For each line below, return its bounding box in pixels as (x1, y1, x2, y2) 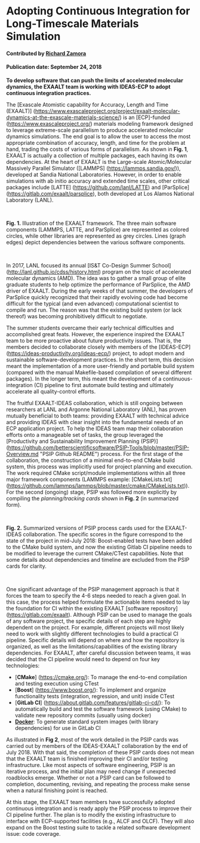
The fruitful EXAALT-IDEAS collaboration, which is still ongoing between (6, 399, 183, 406)
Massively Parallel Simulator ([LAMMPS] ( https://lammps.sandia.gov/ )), (6, 165, 181, 172)
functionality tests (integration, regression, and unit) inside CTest (14, 692, 175, 699)
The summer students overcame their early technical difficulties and (6, 324, 174, 331)
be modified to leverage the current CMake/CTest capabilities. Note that (6, 549, 184, 557)
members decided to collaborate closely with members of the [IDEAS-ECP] (6, 343, 191, 351)
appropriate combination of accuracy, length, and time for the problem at (6, 139, 186, 146)
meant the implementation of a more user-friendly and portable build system (6, 362, 195, 369)
